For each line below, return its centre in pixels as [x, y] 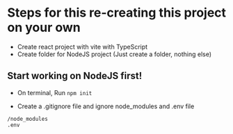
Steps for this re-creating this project [117, 13]
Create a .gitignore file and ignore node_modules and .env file [106, 106]
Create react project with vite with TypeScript [82, 47]
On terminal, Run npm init [55, 92]
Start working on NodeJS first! [75, 76]
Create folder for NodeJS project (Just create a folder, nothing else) [114, 54]
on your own [44, 27]
